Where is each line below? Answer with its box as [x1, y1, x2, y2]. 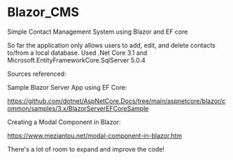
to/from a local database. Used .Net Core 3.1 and [7, 48, 148, 57]
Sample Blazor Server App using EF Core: [7, 83, 127, 91]
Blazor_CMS [7, 4, 79, 20]
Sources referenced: [7, 69, 66, 78]
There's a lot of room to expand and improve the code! [7, 145, 165, 153]
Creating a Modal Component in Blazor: [7, 117, 121, 126]
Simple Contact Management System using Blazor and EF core [7, 27, 188, 36]
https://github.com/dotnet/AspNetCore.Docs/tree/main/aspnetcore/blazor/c [7, 96, 226, 105]
